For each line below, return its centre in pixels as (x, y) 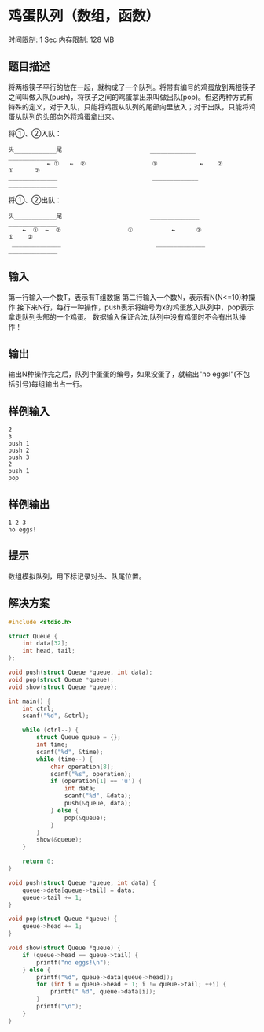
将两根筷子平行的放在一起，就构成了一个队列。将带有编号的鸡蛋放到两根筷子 (132, 87)
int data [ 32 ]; (45, 644)
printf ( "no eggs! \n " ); (73, 962)
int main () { (29, 701)
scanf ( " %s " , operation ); (91, 774)
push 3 (19, 457)
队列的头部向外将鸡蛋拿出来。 (70, 117)
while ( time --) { (64, 759)
